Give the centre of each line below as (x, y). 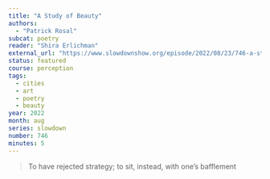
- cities (30, 83)
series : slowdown (37, 128)
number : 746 (28, 135)
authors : (23, 23)
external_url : (32, 53)
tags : (17, 76)
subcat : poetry (34, 38)
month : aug (27, 121)
